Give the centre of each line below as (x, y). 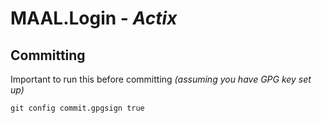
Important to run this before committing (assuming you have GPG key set (161, 79)
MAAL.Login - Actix (94, 18)
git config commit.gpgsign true (77, 108)
